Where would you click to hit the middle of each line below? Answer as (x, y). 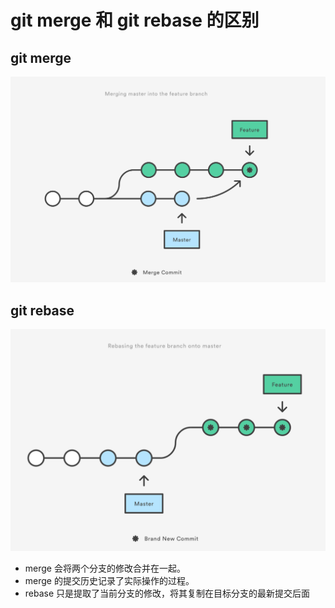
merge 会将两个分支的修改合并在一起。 (105, 568)
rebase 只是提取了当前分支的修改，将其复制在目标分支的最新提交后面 (167, 593)
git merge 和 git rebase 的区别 (135, 20)
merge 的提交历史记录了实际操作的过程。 (109, 581)
